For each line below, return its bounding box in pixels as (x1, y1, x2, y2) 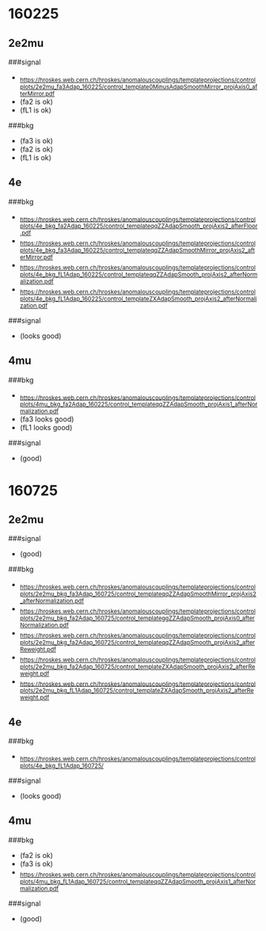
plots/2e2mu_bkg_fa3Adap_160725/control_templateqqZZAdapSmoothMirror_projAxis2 (19, 590, 257, 598)
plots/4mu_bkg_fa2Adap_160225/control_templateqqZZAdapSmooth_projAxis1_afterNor (19, 401, 258, 409)
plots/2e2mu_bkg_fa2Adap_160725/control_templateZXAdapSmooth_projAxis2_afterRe (19, 662, 256, 670)
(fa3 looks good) (19, 414, 74, 424)
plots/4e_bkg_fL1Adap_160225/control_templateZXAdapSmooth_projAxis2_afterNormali (19, 295, 257, 303)
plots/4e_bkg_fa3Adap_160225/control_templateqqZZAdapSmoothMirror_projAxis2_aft (19, 246, 255, 254)
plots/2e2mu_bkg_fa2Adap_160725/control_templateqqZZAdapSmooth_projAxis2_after (19, 639, 256, 647)
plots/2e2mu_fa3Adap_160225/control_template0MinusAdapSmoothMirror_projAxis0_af (19, 82, 258, 91)
